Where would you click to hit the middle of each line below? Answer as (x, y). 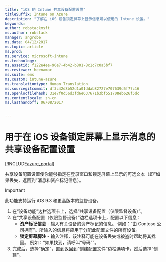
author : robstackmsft (28, 28)
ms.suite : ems (20, 75)
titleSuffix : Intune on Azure (37, 14)
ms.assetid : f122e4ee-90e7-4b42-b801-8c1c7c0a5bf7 (59, 65)
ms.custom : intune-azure (31, 79)
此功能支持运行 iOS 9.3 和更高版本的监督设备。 (53, 201)
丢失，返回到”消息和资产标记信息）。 (46, 180)
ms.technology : (21, 61)
